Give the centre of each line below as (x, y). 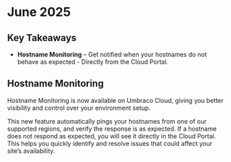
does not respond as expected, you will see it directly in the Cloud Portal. (112, 136)
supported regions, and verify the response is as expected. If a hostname (112, 129)
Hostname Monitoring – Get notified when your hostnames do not (112, 54)
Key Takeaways (42, 38)
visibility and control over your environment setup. (79, 108)
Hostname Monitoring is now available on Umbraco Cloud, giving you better (115, 100)
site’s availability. (31, 151)
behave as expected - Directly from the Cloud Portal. (93, 62)
